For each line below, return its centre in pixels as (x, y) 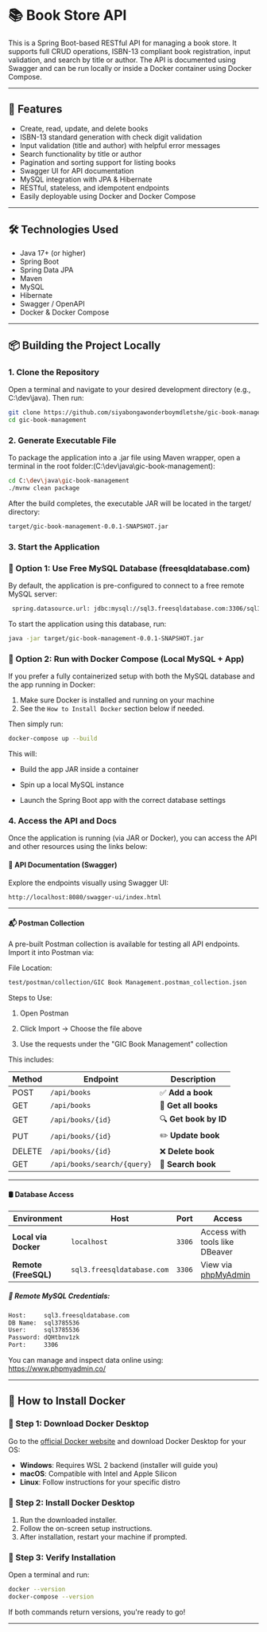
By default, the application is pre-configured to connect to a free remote (126, 585)
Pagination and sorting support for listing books (98, 162)
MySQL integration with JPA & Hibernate (86, 179)
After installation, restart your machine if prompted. (104, 1537)
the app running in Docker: (52, 685)
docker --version (37, 1590)
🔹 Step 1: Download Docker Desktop (79, 1424)
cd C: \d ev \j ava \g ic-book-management (69, 481)
